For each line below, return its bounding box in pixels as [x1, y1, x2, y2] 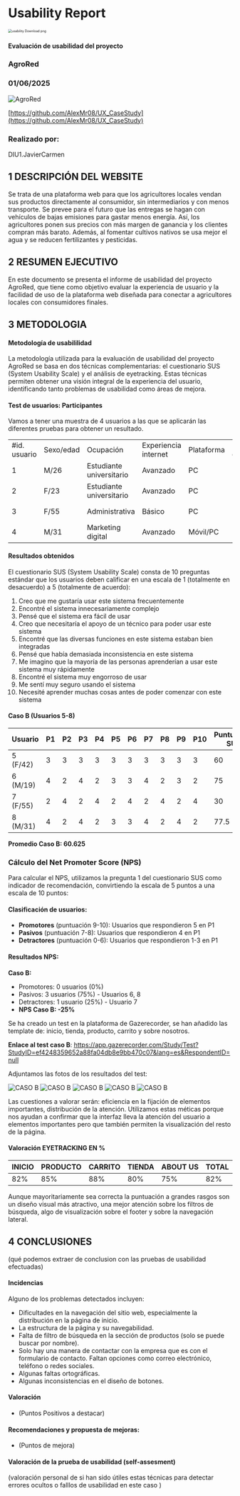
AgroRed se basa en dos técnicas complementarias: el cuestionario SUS [8, 362, 220, 371]
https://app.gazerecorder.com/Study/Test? [73, 1040, 199, 1049]
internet [142, 449, 168, 459]
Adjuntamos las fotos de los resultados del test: [8, 1069, 148, 1078]
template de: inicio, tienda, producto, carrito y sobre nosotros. [8, 1027, 190, 1035]
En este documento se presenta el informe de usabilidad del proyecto [8, 275, 212, 284]
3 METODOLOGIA [8, 319, 88, 331]
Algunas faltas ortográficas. [18, 1369, 100, 1377]
